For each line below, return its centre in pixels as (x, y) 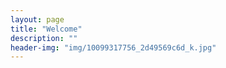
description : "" (44, 38)
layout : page (37, 19)
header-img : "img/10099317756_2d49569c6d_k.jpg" (113, 47)
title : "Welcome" (46, 29)
